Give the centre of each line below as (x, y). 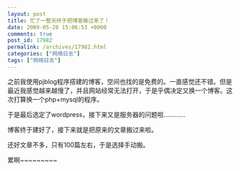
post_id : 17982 (30, 41)
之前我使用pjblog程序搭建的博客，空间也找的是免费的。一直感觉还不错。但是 (120, 81)
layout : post (27, 14)
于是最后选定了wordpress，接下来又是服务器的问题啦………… (96, 114)
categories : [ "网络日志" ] (44, 54)
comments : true (30, 34)
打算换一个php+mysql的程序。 (58, 99)
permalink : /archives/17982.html (57, 47)
